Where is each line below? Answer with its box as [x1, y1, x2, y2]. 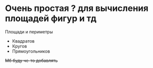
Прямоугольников [12, 48, 50, 54]
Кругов [12, 43, 27, 49]
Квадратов [12, 38, 35, 44]
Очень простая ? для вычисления [5, 3, 149, 14]
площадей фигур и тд [5, 13, 97, 24]
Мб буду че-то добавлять [5, 57, 58, 63]
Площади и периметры [5, 29, 53, 34]
